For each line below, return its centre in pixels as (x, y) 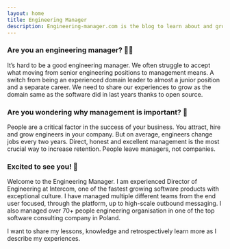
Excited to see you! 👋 (43, 167)
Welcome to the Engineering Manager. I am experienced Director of (102, 182)
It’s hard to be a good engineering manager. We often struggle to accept (109, 65)
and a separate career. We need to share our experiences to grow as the (109, 87)
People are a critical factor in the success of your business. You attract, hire (114, 127)
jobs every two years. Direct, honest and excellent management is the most (113, 141)
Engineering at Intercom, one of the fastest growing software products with (113, 189)
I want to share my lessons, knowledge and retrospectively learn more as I (112, 231)
